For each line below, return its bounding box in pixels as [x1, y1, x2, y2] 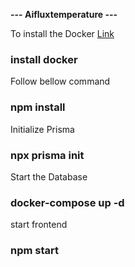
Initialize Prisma [10, 123, 75, 135]
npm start [10, 244, 60, 258]
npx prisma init [10, 148, 85, 162]
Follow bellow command [10, 75, 111, 88]
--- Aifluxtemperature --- [10, 9, 118, 20]
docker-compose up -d [10, 195, 125, 209]
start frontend [10, 219, 68, 231]
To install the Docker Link [10, 28, 115, 39]
